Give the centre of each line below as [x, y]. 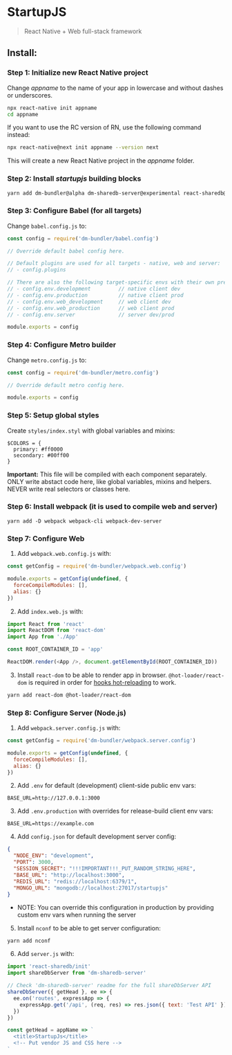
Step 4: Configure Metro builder [61, 345]
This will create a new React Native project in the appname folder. [101, 161]
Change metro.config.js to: [47, 360]
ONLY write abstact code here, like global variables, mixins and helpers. [109, 481]
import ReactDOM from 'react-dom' [57, 631]
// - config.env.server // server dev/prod [91, 315]
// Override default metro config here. [66, 385]
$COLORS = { [24, 443]
